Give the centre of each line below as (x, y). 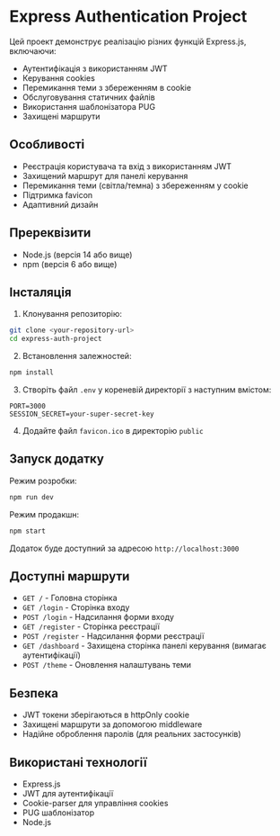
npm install (31, 373)
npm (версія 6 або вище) (70, 264)
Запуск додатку (57, 459)
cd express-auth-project (56, 339)
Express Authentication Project (128, 17)
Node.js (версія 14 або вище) (77, 255)
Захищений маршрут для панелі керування (105, 175)
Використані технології (78, 762)
